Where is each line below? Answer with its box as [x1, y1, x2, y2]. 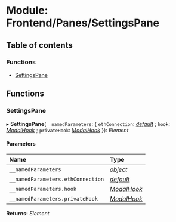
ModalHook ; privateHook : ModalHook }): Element [6, 127, 129, 134]
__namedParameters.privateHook [9, 195, 98, 202]
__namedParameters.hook [9, 186, 77, 192]
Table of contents [6, 40, 73, 50]
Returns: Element [6, 209, 50, 217]
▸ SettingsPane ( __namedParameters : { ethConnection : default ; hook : [6, 120, 170, 127]
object [109, 165, 128, 174]
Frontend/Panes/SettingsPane [6, 16, 160, 30]
